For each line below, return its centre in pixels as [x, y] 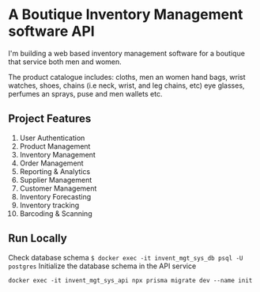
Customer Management [58, 188]
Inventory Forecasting [55, 196]
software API [51, 31]
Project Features [50, 119]
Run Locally [38, 239]
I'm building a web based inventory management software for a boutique [126, 53]
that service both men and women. [65, 62]
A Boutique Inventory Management [126, 15]
